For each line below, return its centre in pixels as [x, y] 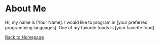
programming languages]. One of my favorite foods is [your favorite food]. [80, 27]
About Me [26, 9]
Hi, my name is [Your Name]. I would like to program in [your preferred [76, 22]
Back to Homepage [25, 37]
